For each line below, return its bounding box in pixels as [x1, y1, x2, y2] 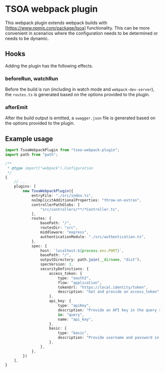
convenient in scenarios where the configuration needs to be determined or [5, 30, 158, 36]
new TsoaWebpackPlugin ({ [23, 189, 74, 194]
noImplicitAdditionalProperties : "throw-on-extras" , [31, 198, 141, 203]
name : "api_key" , [57, 317, 93, 322]
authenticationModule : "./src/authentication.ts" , [40, 234, 146, 239]
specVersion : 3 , [40, 262, 74, 267]
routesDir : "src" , [40, 225, 78, 230]
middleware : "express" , [40, 230, 89, 235]
